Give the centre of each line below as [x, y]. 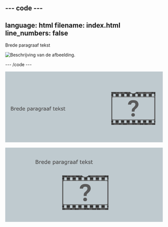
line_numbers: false [37, 33]
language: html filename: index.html [63, 25]
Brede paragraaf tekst [28, 45]
